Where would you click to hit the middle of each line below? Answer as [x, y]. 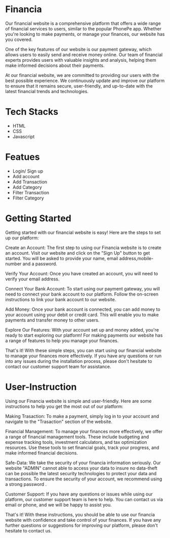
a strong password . [26, 484]
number [13, 264]
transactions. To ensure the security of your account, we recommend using [84, 479]
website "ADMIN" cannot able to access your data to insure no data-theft [81, 468]
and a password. [40, 264]
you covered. [19, 39]
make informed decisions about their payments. [55, 65]
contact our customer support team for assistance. [58, 366]
